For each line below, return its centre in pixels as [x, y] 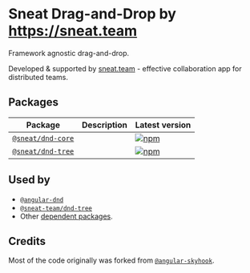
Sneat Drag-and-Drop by [92, 14]
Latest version [163, 125]
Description [105, 125]
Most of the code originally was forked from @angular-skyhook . [111, 260]
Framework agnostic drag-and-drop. [69, 53]
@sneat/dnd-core [43, 138]
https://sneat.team [73, 31]
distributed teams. [38, 77]
